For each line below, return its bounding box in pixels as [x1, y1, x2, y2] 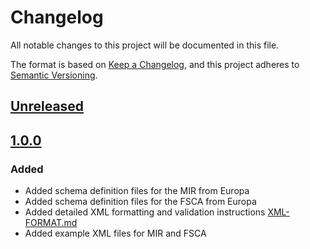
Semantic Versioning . [10, 69, 98, 81]
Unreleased [10, 98, 85, 115]
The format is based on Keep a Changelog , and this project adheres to [10, 58, 300, 70]
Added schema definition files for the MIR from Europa [24, 185, 250, 197]
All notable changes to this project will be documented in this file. [10, 39, 280, 51]
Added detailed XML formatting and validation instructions [24, 206, 266, 218]
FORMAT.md [24, 217, 78, 229]
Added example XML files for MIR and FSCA [24, 227, 207, 240]
